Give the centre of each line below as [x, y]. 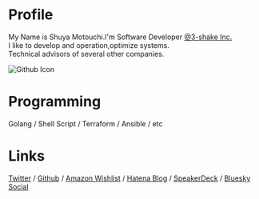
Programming [55, 102]
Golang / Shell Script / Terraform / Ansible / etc [86, 123]
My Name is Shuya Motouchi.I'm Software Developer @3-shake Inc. [120, 37]
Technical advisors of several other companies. [86, 54]
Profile [31, 15]
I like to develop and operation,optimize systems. [89, 45]
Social [19, 186]
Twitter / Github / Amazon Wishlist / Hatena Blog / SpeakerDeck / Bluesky [129, 178]
